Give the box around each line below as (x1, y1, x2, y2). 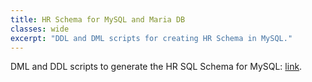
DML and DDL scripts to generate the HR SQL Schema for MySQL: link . (10, 61, 303, 73)
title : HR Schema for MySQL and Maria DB (10, 14, 186, 25)
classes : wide (10, 24, 70, 34)
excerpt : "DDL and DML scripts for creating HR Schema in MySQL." (10, 33, 293, 43)
